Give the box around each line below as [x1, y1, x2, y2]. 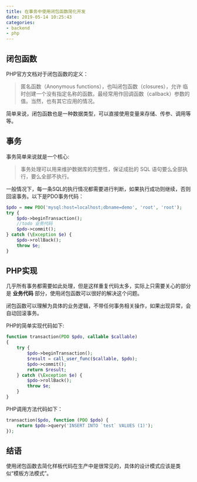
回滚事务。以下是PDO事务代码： [6, 192, 84, 200]
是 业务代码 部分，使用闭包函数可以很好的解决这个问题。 [6, 290, 142, 297]
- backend [6, 25, 30, 31]
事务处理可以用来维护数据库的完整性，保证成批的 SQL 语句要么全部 [20, 165, 183, 172]
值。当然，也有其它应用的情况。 [20, 98, 98, 105]
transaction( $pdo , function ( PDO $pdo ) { [6, 417, 109, 423]
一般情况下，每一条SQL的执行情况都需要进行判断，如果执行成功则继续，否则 [6, 185, 191, 192]
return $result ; [27, 367, 67, 373]
